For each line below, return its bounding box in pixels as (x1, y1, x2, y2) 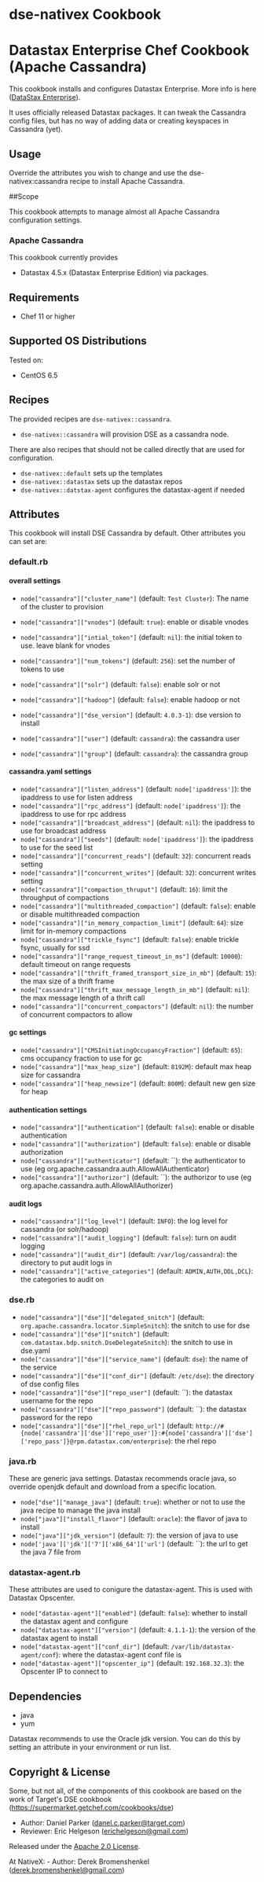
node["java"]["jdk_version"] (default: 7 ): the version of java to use (20, 1531, 239, 1540)
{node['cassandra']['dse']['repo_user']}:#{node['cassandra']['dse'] (20, 1429, 254, 1437)
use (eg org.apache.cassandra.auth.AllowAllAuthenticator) (20, 1164, 210, 1174)
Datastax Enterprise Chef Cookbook (9, 42, 250, 60)
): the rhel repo (168, 1436, 217, 1446)
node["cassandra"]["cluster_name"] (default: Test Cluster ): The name (20, 594, 249, 603)
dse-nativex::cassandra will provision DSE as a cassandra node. (20, 429, 229, 439)
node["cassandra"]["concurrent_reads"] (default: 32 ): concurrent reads (20, 851, 251, 860)
